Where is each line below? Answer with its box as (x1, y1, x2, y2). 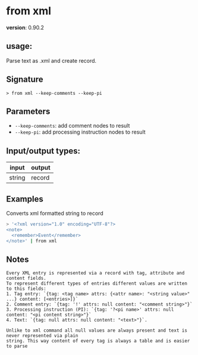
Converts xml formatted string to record (6, 210, 103, 217)
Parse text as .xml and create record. (6, 57, 97, 64)
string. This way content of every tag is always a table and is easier (6, 338, 190, 344)
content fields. (6, 276, 46, 282)
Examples (6, 194, 43, 204)
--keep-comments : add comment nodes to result (14, 122, 130, 129)
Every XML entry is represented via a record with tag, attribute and (6, 270, 185, 276)
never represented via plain (6, 333, 78, 339)
